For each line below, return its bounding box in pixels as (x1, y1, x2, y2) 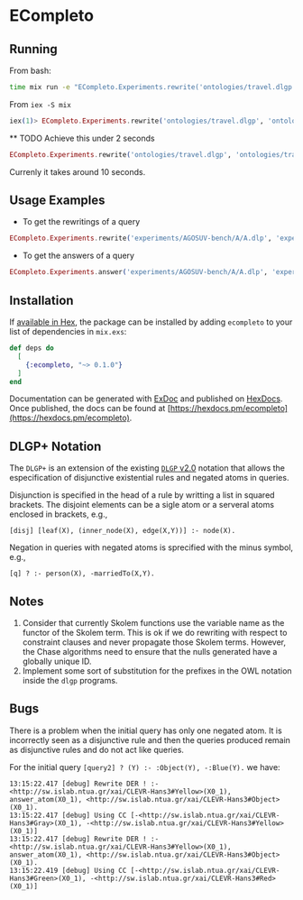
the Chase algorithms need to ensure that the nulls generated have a (22, 647, 278, 657)
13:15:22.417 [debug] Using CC (9, 811, 127, 820)
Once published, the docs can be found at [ (9, 403, 171, 414)
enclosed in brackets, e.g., (9, 509, 108, 519)
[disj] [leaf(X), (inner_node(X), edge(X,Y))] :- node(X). (9, 527, 236, 536)
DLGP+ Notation (9, 438, 102, 454)
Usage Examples (9, 193, 106, 208)
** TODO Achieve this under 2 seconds (9, 133, 155, 143)
